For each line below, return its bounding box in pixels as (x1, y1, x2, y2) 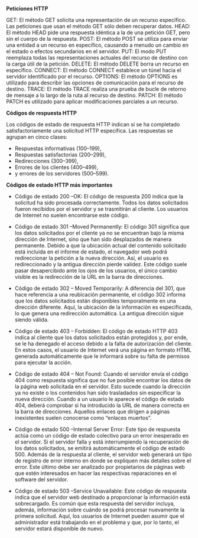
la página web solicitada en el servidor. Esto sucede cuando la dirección (14, 383, 191, 390)
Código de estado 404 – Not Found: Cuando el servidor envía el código (14, 370, 189, 377)
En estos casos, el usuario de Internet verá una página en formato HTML (14, 347, 192, 353)
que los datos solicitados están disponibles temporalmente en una (14, 298, 176, 304)
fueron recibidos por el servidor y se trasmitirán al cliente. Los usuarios (14, 206, 189, 212)
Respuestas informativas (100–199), (14, 145, 102, 152)
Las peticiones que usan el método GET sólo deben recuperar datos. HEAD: (6, 23, 191, 30)
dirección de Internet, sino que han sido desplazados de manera (14, 236, 172, 243)
